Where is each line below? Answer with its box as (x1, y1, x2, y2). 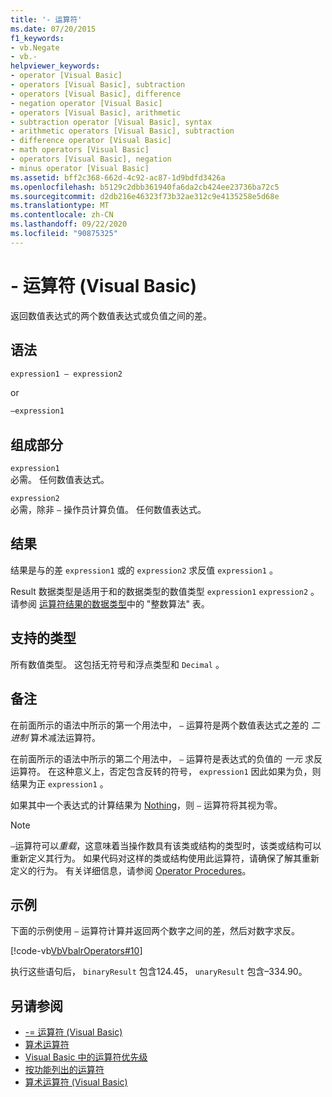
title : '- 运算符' (10, 14, 83, 25)
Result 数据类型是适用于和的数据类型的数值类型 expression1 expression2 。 (10, 585, 320, 597)
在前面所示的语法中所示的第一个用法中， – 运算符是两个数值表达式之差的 (10, 719, 310, 731)
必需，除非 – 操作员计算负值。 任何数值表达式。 (10, 504, 207, 516)
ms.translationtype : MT (10, 201, 110, 211)
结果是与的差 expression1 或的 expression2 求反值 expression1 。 (10, 564, 278, 576)
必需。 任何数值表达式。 (10, 474, 110, 486)
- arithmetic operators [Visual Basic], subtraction (10, 126, 235, 136)
